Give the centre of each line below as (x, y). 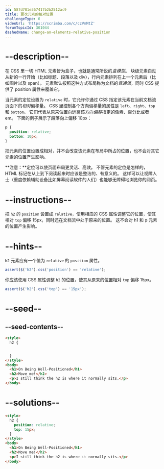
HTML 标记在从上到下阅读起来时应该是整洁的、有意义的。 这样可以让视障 (79, 173)
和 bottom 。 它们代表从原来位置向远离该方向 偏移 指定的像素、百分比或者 (77, 112)
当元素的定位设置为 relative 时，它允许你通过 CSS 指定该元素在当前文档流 (81, 99)
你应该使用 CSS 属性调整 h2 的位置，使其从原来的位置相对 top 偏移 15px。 (80, 280)
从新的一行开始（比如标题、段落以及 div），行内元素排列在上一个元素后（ (78, 77)
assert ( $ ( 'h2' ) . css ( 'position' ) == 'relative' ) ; (56, 270)
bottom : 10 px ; (24, 136)
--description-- (37, 57)
